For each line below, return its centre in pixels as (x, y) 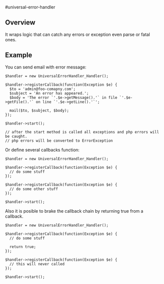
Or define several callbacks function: (42, 150)
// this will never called (37, 264)
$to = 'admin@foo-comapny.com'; (43, 89)
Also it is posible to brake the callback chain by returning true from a (74, 211)
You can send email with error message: (46, 67)
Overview (20, 22)
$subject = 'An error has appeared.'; (49, 93)
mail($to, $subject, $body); (39, 110)
